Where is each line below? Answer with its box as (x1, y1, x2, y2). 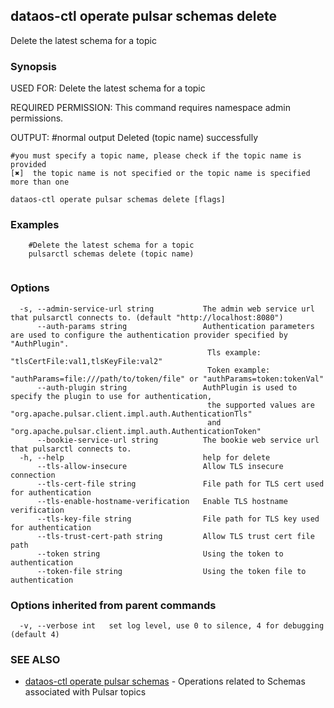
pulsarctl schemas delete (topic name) (28, 249, 195, 259)
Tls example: (207, 347, 262, 358)
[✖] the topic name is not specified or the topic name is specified (10, 169, 311, 179)
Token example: (207, 365, 271, 375)
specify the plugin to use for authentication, (10, 391, 213, 401)
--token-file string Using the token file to (36, 566, 307, 576)
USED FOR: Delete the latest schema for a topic (10, 82, 206, 94)
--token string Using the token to (36, 549, 284, 559)
